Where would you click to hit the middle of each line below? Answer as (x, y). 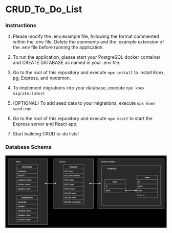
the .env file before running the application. (58, 48)
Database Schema (29, 147)
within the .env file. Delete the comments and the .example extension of (88, 42)
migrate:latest (29, 94)
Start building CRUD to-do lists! (46, 134)
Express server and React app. (45, 124)
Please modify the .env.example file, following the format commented (86, 36)
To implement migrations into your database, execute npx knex (79, 88)
